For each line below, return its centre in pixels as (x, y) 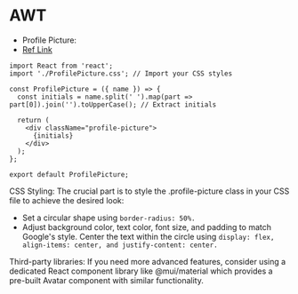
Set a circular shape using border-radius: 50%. (109, 218)
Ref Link (37, 49)
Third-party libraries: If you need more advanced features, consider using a (148, 261)
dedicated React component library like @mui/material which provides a (141, 271)
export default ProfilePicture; (69, 174)
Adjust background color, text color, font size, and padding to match (146, 226)
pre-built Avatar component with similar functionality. (107, 280)
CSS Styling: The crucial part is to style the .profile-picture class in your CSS (149, 191)
